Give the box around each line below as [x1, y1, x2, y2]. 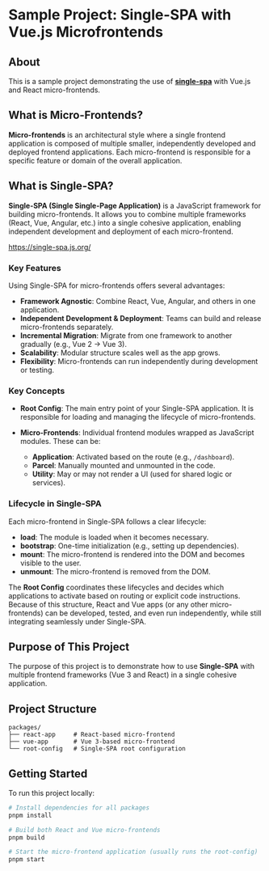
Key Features [8, 262, 62, 273]
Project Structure [8, 702, 97, 716]
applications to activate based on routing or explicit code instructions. [8, 590, 241, 600]
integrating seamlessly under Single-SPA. [8, 616, 147, 626]
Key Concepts [8, 385, 65, 396]
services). [32, 478, 66, 488]
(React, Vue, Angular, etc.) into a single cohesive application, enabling [8, 218, 242, 227]
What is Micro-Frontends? [8, 108, 144, 122]
